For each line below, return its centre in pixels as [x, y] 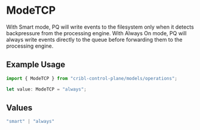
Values [19, 108]
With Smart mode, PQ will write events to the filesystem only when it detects [100, 27]
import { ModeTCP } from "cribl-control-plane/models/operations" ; [92, 78]
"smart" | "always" [30, 122]
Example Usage [36, 65]
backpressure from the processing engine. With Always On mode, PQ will [96, 33]
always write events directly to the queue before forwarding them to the [94, 39]
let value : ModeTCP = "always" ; [46, 89]
